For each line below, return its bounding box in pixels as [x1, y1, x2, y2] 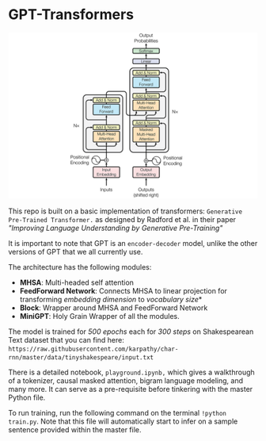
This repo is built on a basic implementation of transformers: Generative [8, 206, 243, 216]
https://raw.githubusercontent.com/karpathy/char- [8, 345, 179, 353]
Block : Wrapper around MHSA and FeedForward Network [19, 303, 208, 313]
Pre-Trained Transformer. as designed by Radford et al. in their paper [8, 214, 236, 224]
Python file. [8, 393, 46, 402]
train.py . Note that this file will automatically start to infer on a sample [8, 416, 238, 426]
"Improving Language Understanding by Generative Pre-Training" [8, 223, 223, 232]
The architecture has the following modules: [8, 262, 152, 271]
